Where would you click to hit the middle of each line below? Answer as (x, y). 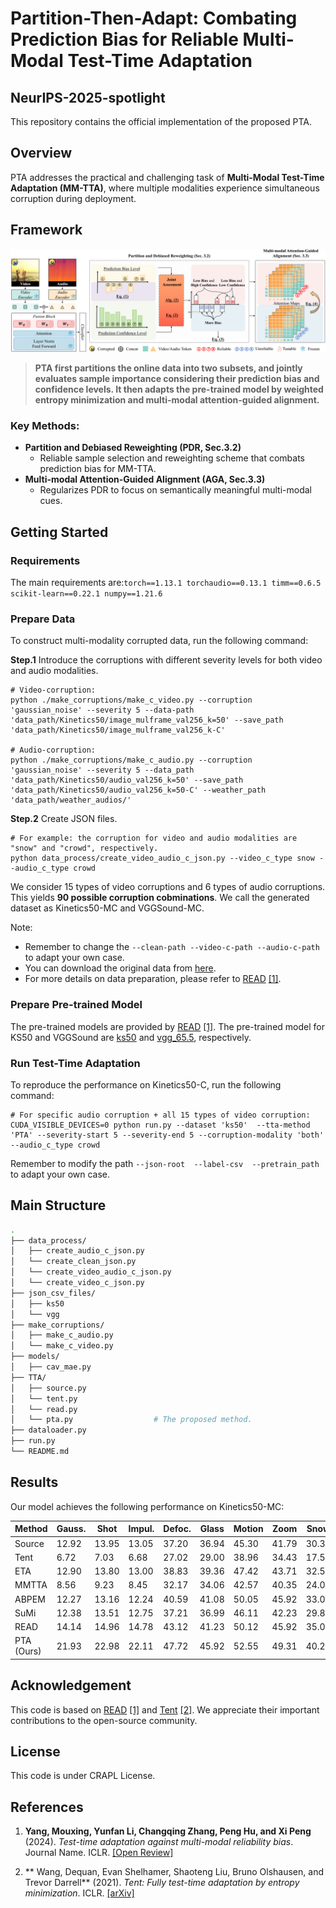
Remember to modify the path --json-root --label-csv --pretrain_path (165, 1163)
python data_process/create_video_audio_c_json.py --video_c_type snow (162, 858)
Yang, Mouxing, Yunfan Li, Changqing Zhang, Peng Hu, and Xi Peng (168, 1831)
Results (34, 1482)
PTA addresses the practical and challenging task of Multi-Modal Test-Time (167, 177)
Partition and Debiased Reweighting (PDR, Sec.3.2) (133, 448)
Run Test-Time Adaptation (75, 1063)
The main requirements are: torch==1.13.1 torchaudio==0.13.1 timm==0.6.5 (166, 582)
